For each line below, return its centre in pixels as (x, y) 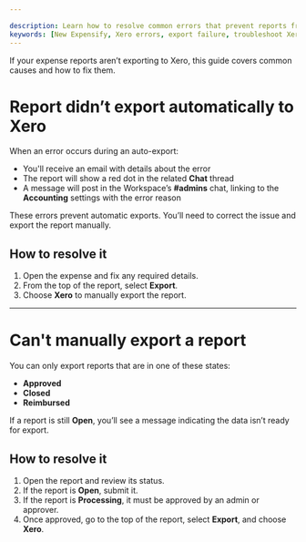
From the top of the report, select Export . (100, 286)
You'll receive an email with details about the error (117, 169)
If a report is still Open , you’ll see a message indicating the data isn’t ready (149, 421)
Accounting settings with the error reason (102, 198)
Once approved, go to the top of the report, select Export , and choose (154, 519)
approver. (41, 510)
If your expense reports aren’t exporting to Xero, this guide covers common (151, 60)
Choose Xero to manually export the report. (104, 295)
